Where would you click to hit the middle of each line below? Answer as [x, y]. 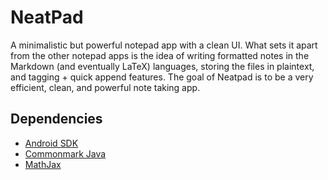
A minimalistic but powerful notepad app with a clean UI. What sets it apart [164, 45]
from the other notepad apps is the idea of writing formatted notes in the [160, 55]
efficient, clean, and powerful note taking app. [105, 87]
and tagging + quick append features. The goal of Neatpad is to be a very [162, 77]
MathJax [43, 164]
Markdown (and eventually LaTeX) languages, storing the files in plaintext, [162, 66]
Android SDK [51, 143]
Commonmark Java [65, 153]
